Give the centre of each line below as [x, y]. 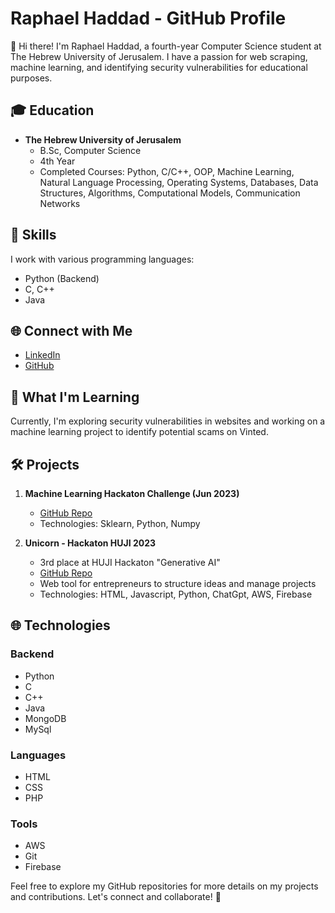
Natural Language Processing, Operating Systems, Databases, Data [179, 182]
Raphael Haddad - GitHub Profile [148, 18]
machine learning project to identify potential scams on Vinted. [139, 432]
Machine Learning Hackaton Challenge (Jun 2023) [132, 493]
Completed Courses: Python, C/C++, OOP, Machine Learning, [167, 171]
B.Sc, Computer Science [90, 150]
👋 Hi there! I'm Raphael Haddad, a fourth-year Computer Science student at [166, 46]
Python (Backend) [62, 278]
